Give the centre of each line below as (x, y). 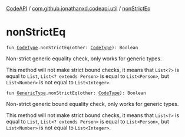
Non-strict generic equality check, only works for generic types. (84, 59)
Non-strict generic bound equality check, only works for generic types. (92, 104)
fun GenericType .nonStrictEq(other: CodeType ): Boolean (76, 93)
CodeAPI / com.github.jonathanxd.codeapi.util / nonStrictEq (78, 8)
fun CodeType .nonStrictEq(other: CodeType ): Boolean (72, 47)
